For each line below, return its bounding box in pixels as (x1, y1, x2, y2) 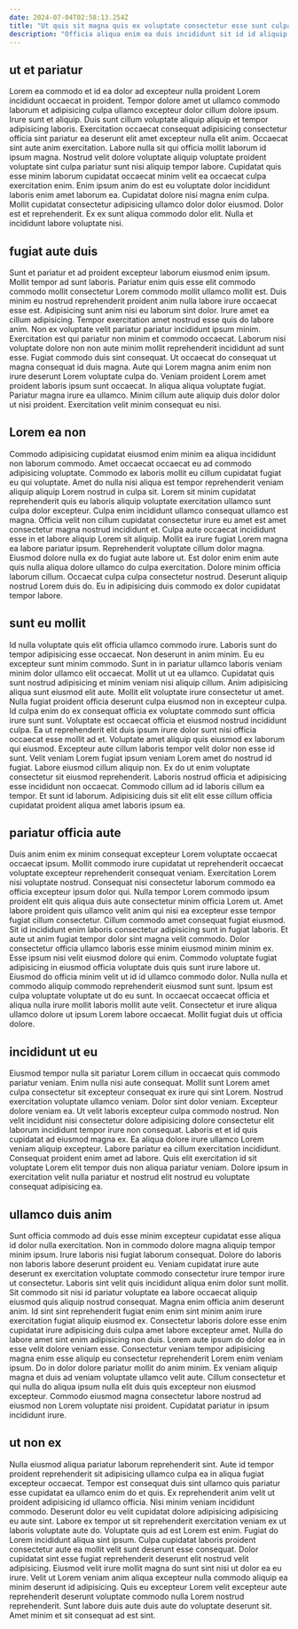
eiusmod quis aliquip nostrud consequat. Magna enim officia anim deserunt (9, 1297, 285, 1308)
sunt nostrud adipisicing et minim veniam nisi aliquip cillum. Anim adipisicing (9, 676, 288, 688)
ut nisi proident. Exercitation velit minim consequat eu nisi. (9, 399, 222, 409)
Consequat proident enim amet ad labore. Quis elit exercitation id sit (9, 1153, 257, 1164)
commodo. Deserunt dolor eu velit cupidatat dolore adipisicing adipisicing (9, 1506, 278, 1516)
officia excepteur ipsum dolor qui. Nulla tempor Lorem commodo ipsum (9, 887, 271, 898)
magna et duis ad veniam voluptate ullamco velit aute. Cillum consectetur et (9, 1372, 286, 1383)
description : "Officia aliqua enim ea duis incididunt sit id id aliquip (9, 29, 288, 38)
